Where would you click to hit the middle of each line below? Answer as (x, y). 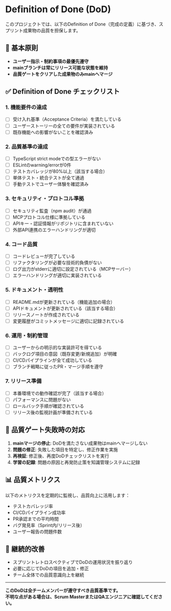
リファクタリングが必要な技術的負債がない (57, 263)
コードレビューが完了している (44, 256)
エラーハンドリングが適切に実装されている (57, 275)
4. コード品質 (22, 244)
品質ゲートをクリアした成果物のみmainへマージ (63, 74)
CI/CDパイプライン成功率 (39, 512)
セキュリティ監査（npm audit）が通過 (52, 211)
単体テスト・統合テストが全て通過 (48, 178)
